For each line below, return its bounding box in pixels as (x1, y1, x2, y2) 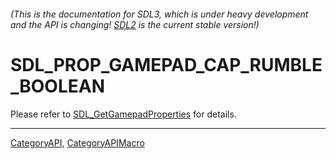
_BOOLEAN (10, 75, 106, 97)
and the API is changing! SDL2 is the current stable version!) (10, 18, 260, 30)
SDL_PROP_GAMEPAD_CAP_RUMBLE (10, 53, 323, 76)
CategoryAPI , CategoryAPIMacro (10, 136, 145, 149)
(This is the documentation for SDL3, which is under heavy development (10, 8, 309, 20)
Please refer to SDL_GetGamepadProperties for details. (10, 108, 237, 120)
